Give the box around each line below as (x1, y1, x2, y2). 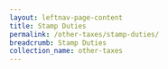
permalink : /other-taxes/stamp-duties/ (9, 30, 160, 39)
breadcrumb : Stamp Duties (9, 38, 107, 47)
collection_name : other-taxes (9, 47, 124, 56)
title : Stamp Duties (9, 22, 88, 30)
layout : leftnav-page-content (9, 13, 124, 22)
